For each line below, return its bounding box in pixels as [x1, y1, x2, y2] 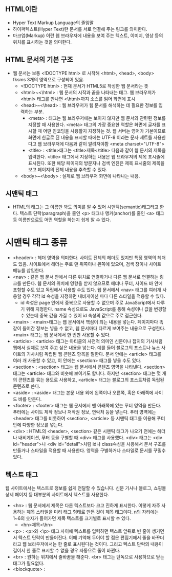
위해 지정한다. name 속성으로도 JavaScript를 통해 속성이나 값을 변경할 [26, 306, 166, 312]
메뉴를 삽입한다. [12, 267, 45, 274]
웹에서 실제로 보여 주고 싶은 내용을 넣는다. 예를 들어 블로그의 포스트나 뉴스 [12, 345, 160, 351]
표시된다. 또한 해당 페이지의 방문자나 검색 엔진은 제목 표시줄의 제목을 [28, 160, 165, 166]
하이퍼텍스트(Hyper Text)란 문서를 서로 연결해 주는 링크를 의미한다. [12, 26, 147, 32]
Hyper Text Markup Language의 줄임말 [12, 20, 94, 26]
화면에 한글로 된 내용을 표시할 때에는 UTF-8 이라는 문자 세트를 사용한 [28, 134, 166, 140]
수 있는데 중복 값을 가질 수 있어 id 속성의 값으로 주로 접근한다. [20, 313, 143, 319]
